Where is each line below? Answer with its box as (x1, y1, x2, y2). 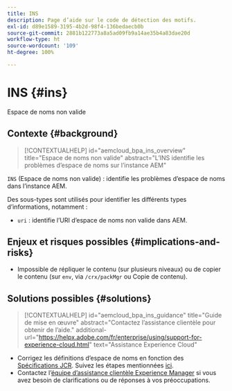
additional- (75, 326, 107, 334)
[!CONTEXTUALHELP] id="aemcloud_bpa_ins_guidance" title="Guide (24, 311, 222, 320)
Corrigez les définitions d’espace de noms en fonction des (17, 354, 184, 363)
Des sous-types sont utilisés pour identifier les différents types (7, 195, 187, 203)
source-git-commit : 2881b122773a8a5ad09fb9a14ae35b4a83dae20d (7, 29, 190, 37)
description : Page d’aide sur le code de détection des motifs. (7, 17, 197, 24)
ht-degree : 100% (7, 49, 54, 56)
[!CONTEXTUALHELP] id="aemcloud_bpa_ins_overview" (24, 146, 186, 155)
